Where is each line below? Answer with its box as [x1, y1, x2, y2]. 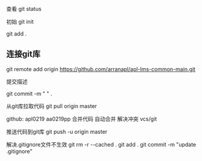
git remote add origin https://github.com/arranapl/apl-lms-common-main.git [6, 65, 195, 72]
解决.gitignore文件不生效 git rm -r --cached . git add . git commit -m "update [6, 140, 197, 148]
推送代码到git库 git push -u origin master [6, 128, 108, 135]
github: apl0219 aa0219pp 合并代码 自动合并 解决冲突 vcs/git [6, 115, 157, 122]
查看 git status [6, 5, 42, 12]
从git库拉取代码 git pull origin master [6, 102, 97, 110]
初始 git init [6, 18, 34, 25]
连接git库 [6, 49, 41, 59]
